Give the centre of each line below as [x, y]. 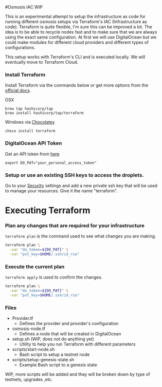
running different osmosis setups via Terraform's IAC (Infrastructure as [76, 22]
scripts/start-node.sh [33, 350]
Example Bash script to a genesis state [58, 365]
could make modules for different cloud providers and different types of [77, 42]
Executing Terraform [48, 211]
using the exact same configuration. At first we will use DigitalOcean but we [81, 37]
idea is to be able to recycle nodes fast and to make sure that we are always [81, 32]
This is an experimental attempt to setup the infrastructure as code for [75, 16]
